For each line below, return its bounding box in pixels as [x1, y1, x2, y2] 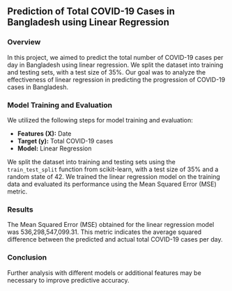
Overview [7, 38, 41, 47]
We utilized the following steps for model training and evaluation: [7, 116, 194, 124]
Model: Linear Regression [17, 144, 92, 152]
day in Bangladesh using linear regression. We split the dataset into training [7, 61, 224, 69]
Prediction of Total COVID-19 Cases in [7, 6, 176, 17]
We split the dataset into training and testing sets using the [7, 157, 176, 166]
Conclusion [7, 253, 47, 262]
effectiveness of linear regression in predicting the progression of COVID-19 [7, 75, 226, 84]
